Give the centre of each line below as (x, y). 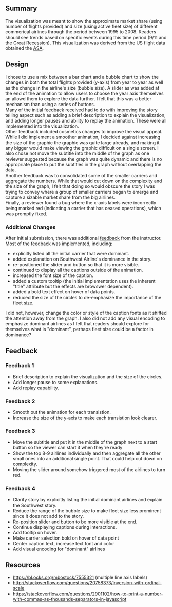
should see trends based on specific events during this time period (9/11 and (86, 37)
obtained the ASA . (25, 48)
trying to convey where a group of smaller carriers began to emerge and (82, 192)
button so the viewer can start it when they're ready (68, 448)
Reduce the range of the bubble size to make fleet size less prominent (87, 510)
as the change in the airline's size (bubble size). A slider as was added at (82, 88)
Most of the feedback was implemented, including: (59, 244)
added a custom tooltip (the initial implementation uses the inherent (84, 281)
